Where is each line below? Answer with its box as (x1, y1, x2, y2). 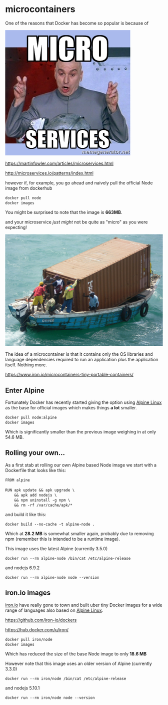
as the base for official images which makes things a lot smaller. (5, 405, 137, 411)
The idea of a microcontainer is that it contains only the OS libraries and (5, 351, 153, 357)
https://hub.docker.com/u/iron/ (5, 626, 69, 632)
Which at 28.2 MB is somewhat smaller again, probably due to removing (5, 530, 154, 537)
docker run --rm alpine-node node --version (5, 575, 99, 580)
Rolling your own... (5, 448, 65, 457)
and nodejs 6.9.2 (5, 565, 40, 571)
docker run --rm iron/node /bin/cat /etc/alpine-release (5, 676, 126, 681)
